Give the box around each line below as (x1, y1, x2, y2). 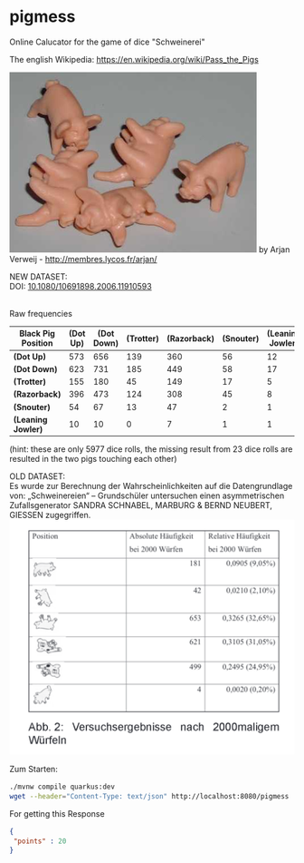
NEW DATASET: (9, 270, 68, 282)
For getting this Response (9, 808, 106, 819)
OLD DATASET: (9, 471, 66, 482)
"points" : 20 (13, 837, 67, 846)
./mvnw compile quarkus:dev (9, 782, 116, 791)
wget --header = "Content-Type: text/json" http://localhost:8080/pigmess (9, 791, 290, 800)
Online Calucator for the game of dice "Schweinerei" (9, 36, 205, 47)
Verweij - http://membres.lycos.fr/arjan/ (9, 253, 157, 264)
